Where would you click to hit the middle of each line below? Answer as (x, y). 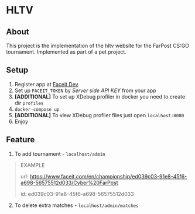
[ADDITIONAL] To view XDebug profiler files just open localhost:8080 (99, 115)
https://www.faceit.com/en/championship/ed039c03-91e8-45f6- (108, 176)
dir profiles (29, 103)
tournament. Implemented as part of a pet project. (66, 52)
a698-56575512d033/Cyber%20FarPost (69, 183)
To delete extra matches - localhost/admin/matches (76, 205)
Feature (20, 140)
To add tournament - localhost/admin (60, 154)
